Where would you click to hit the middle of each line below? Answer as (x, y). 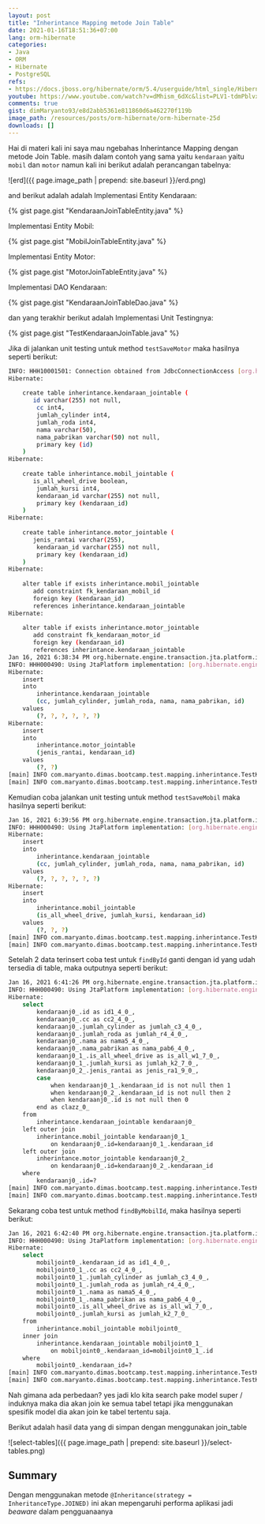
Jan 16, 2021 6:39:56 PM (49, 820)
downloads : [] (32, 125)
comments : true (33, 103)
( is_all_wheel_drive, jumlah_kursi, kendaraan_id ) (121, 916)
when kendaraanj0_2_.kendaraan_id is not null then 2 (140, 1093)
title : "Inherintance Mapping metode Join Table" (91, 23)
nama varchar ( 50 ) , (67, 430)
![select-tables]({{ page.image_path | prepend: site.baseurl (104, 1442)
